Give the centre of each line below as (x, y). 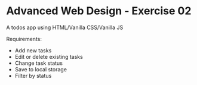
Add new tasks (33, 50)
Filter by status (33, 75)
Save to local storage (41, 69)
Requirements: (24, 39)
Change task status (39, 63)
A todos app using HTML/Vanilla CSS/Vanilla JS (65, 27)
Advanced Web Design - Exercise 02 (99, 11)
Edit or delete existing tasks (49, 56)
